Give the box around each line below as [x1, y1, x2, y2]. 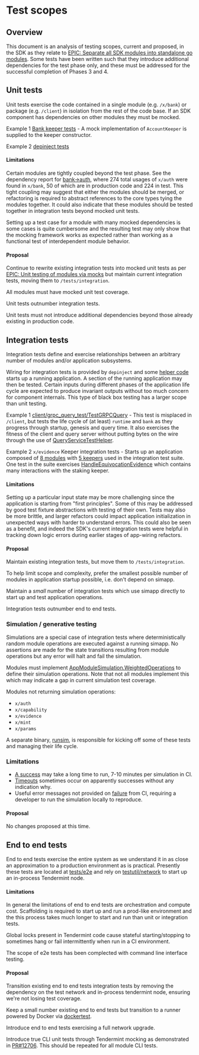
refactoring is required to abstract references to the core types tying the [6, 195, 182, 202]
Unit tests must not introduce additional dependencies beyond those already [6, 312, 193, 319]
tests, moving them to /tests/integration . [6, 277, 110, 284]
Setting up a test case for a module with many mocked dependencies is [6, 219, 181, 226]
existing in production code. [6, 318, 75, 325]
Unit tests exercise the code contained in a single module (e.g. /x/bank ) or [6, 101, 187, 108]
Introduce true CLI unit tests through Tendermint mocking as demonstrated [6, 1035, 190, 1043]
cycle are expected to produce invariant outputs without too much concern [6, 388, 189, 395]
